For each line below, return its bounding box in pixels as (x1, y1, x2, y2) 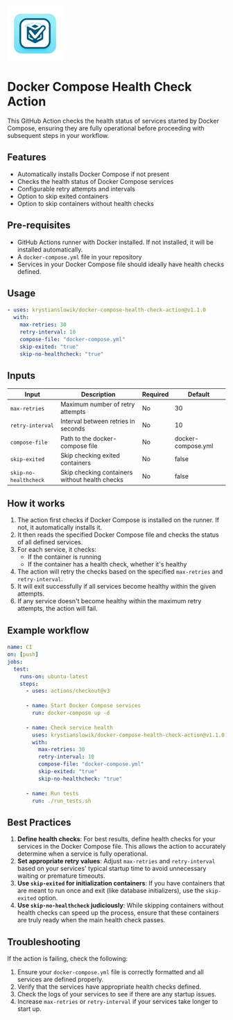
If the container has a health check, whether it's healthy (27, 560, 187, 569)
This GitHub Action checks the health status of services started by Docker (7, 116, 220, 125)
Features (7, 151, 46, 164)
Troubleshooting (7, 936, 81, 948)
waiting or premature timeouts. (17, 872, 105, 880)
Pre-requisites (7, 220, 71, 232)
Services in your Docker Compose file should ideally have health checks (17, 260, 224, 268)
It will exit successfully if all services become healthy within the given (17, 582, 216, 591)
